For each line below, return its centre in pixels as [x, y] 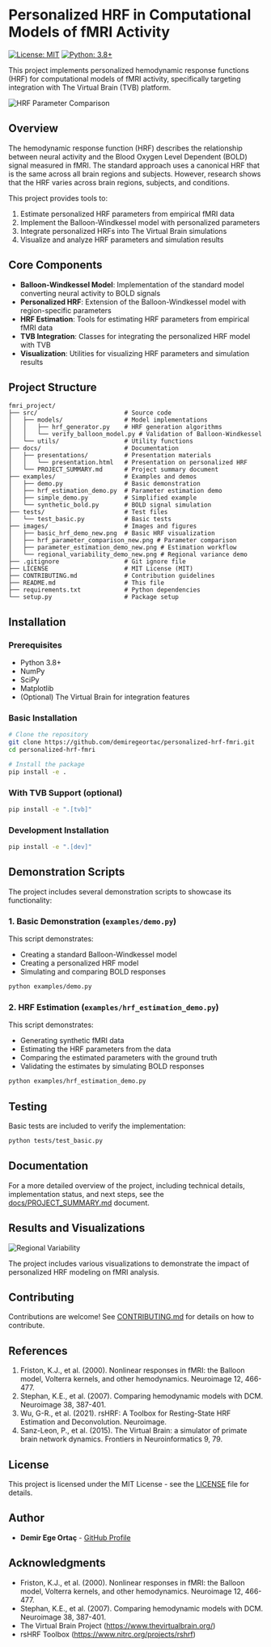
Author [26, 1518]
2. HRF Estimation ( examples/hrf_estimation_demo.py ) [114, 1007]
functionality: [30, 900]
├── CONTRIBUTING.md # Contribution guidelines [112, 576]
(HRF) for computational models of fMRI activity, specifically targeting [125, 79]
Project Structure [53, 387]
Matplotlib [37, 689]
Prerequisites [35, 645]
